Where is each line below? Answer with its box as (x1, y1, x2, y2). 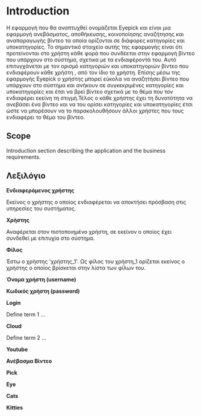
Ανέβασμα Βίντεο (6, 357, 52, 364)
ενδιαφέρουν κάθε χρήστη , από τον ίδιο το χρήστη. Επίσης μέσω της (6, 69, 181, 76)
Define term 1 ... (6, 311, 46, 318)
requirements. (6, 153, 41, 161)
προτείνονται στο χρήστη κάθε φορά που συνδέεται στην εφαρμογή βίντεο (6, 49, 195, 57)
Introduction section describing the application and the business (6, 147, 166, 154)
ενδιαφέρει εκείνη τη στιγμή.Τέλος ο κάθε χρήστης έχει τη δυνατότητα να (6, 94, 193, 102)
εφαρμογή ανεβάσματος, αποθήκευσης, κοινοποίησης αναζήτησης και (6, 30, 184, 37)
